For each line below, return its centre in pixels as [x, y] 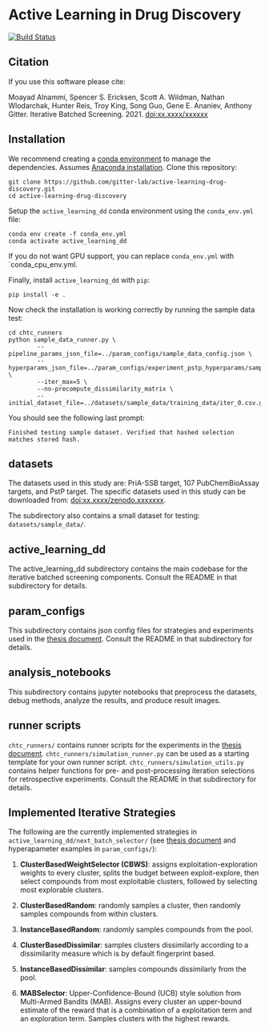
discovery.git [32, 189]
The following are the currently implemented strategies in [103, 832]
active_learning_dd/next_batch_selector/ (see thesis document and [122, 840]
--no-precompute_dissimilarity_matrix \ [105, 389]
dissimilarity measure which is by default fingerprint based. [118, 954]
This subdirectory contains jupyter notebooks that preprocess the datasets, [133, 692]
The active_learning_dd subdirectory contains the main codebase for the [128, 569]
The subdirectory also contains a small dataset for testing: [104, 515]
